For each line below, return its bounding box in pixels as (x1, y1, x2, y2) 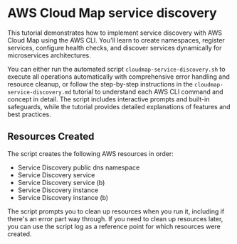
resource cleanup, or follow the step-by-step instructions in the (7, 79, 194, 88)
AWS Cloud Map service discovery (7, 5, 217, 21)
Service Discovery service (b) (17, 178, 105, 187)
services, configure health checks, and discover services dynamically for (7, 43, 222, 52)
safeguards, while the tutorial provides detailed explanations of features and (7, 102, 231, 111)
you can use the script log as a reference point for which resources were (7, 222, 221, 231)
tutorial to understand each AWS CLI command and (73, 87, 223, 96)
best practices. (7, 110, 51, 118)
